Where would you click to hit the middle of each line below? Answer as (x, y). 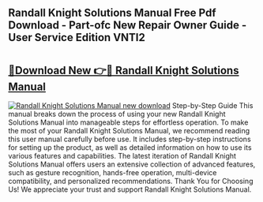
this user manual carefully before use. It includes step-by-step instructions (130, 139)
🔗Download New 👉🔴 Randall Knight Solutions (124, 70)
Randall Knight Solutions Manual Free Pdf (112, 13)
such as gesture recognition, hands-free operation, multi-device (113, 172)
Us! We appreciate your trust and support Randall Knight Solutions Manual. (130, 189)
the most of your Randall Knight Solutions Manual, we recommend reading (129, 131)
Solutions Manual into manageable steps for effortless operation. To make (128, 122)
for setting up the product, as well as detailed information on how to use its (130, 148)
